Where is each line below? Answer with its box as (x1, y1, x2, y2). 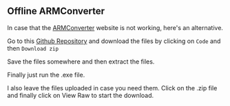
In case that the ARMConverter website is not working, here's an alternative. (7, 23, 224, 31)
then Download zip (7, 44, 59, 52)
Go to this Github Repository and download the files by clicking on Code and (7, 37, 221, 45)
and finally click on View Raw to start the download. (7, 91, 154, 99)
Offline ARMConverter (7, 5, 105, 17)
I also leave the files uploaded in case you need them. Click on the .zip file (7, 83, 218, 92)
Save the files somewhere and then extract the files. (7, 57, 155, 66)
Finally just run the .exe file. (7, 70, 85, 79)
